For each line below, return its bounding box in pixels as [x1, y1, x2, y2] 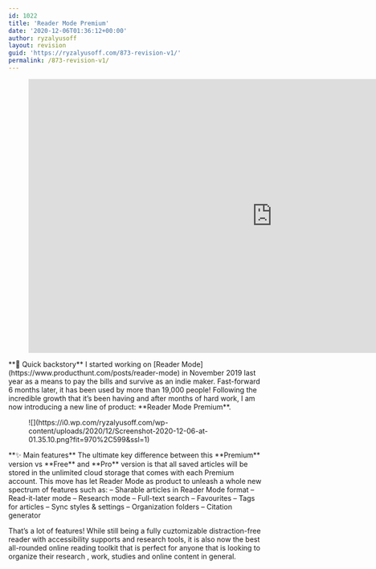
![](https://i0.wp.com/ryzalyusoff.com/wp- [28, 417, 169, 427]
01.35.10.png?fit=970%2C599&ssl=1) [28, 434, 150, 444]
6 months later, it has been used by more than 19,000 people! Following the [8, 384, 257, 394]
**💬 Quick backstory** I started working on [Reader [8, 359, 180, 369]
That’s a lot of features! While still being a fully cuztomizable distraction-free [8, 526, 261, 535]
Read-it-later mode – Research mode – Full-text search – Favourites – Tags [8, 493, 255, 502]
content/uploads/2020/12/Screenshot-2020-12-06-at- [28, 426, 209, 436]
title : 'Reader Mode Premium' [8, 19, 110, 27]
